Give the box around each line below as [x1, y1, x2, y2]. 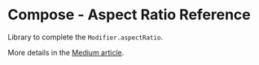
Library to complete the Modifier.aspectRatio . [7, 32, 164, 42]
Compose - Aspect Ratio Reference [7, 6, 252, 24]
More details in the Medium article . [7, 47, 125, 57]
